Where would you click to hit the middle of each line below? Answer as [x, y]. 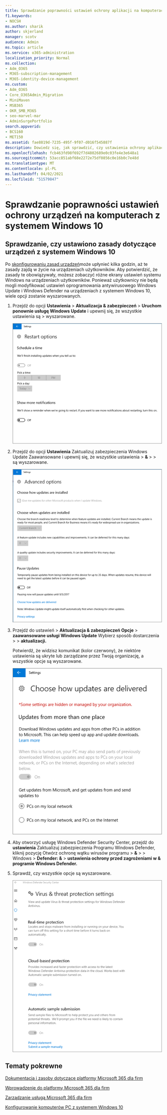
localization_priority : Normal [38, 58]
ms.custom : [16, 84]
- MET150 [14, 137]
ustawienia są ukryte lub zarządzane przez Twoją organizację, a [78, 656]
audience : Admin [22, 42]
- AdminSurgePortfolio [29, 121]
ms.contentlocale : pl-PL [31, 169]
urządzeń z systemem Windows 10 [60, 252]
